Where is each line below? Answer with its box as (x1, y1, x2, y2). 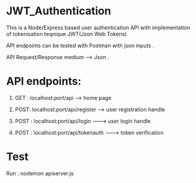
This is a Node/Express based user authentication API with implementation (6, 24, 191, 31)
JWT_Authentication (6, 4, 111, 18)
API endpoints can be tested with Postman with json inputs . (6, 42, 155, 49)
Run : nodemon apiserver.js (6, 169, 74, 177)
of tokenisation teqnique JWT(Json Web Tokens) (6, 30, 127, 37)
